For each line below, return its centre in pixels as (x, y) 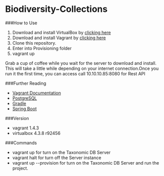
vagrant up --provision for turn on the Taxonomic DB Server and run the (86, 163)
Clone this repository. (34, 43)
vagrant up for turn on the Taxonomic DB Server (61, 152)
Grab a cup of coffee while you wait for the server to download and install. (81, 63)
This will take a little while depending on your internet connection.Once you (82, 68)
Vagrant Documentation (36, 93)
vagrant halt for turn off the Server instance (57, 158)
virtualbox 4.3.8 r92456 (36, 133)
